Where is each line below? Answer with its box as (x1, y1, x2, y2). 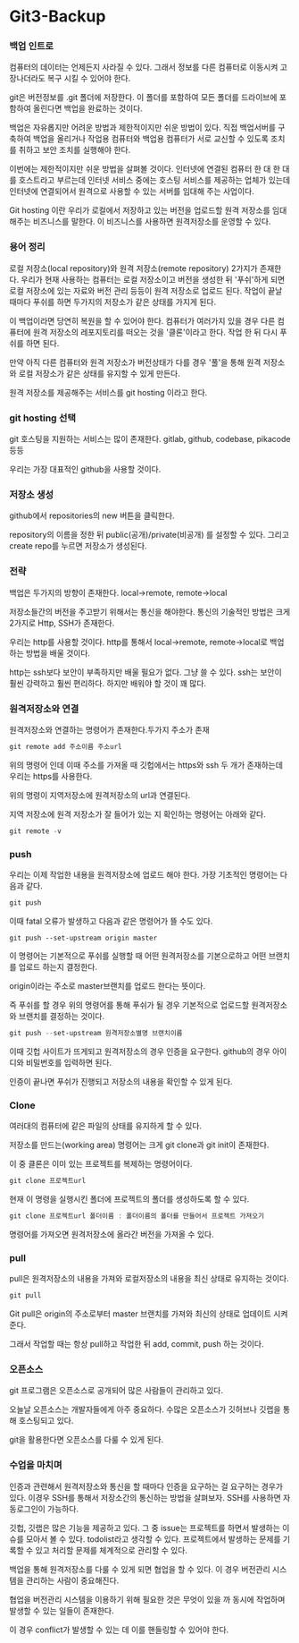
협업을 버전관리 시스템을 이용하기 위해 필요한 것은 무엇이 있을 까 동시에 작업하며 (9, 1594, 286, 1605)
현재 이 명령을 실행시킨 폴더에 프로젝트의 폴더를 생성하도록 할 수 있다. (9, 1193, 250, 1205)
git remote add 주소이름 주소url (9, 742, 122, 751)
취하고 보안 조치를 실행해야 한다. (18, 145, 131, 156)
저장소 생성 (9, 489, 54, 500)
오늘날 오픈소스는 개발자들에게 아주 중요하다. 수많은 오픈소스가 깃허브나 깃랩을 (9, 1404, 281, 1415)
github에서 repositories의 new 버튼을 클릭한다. (9, 510, 176, 521)
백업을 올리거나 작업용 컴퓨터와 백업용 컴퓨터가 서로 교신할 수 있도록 (32, 133, 270, 144)
